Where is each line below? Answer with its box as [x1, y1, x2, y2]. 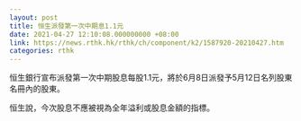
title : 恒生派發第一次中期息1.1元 [9, 22, 124, 30]
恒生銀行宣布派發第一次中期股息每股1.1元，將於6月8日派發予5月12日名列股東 [9, 73, 293, 83]
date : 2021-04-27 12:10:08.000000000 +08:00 [9, 30, 179, 39]
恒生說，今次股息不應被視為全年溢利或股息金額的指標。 [9, 102, 214, 113]
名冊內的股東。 [9, 83, 65, 94]
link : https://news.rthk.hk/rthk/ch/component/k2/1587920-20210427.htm [9, 38, 284, 48]
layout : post [9, 13, 59, 22]
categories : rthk [9, 47, 75, 56]
